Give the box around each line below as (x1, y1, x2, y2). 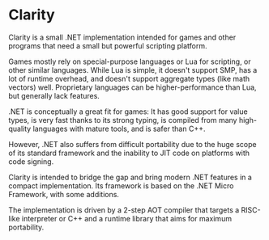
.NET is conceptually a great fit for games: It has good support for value (8, 107, 249, 116)
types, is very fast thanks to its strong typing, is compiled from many (8, 115, 237, 124)
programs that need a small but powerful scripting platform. (8, 40, 207, 50)
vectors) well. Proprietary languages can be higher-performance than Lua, (8, 82, 257, 92)
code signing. (8, 156, 54, 166)
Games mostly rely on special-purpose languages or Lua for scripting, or (8, 57, 251, 66)
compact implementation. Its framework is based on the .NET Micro (8, 180, 234, 191)
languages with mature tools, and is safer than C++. (32, 124, 206, 133)
